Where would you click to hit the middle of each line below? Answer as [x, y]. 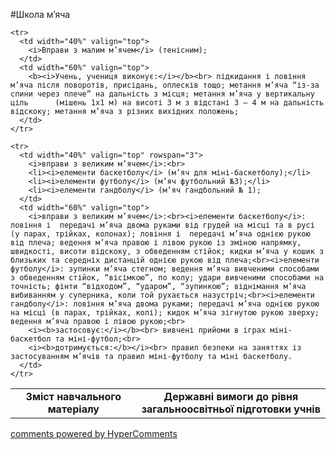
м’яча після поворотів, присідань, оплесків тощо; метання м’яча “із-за [165, 85]
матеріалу [73, 409]
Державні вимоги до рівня [231, 396]
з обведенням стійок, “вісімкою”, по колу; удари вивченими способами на [167, 278]
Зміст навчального [73, 396]
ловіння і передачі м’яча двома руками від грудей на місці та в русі [162, 225]
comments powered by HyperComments [94, 433]
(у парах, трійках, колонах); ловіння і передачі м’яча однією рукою [160, 234]
